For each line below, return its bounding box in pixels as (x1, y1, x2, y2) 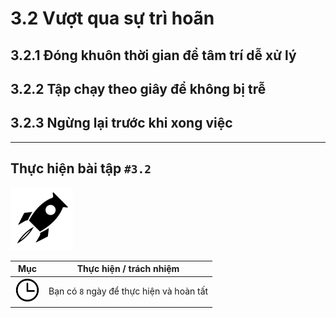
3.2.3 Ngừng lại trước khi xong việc (10, 115, 233, 132)
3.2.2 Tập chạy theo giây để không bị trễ (10, 80, 267, 97)
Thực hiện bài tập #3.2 (10, 160, 152, 177)
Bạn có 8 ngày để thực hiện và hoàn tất (48, 285, 209, 297)
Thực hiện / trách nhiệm (76, 263, 180, 275)
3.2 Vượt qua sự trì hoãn (10, 7, 215, 30)
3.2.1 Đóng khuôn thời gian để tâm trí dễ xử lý (10, 47, 297, 64)
